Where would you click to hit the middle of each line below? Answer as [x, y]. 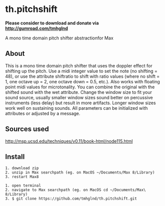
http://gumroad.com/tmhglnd [37, 28]
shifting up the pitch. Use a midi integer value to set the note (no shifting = [82, 71]
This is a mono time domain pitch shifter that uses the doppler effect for [79, 65]
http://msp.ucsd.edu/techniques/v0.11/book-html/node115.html [69, 141]
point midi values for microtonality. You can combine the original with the [80, 87]
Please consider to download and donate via [52, 23]
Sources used [27, 129]
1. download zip [22, 168]
